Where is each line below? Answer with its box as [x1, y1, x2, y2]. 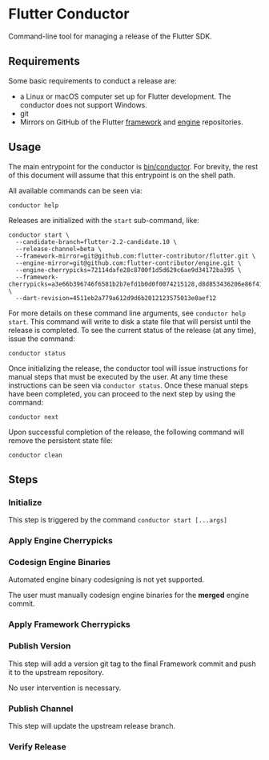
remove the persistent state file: [8, 435, 114, 445]
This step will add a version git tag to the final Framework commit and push [8, 659, 256, 669]
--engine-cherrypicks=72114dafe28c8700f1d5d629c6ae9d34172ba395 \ [15, 266, 242, 274]
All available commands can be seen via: [8, 185, 143, 195]
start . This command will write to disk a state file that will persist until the [8, 316, 251, 326]
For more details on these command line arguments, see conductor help [8, 308, 247, 318]
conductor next [8, 413, 59, 421]
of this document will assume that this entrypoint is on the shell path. [8, 170, 236, 180]
